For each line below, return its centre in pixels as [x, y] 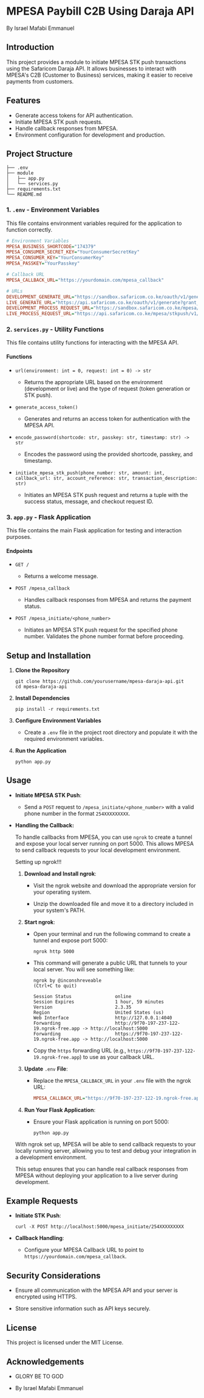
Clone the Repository [42, 670]
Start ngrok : [40, 922]
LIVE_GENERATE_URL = [31, 302]
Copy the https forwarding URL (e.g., [80, 1050]
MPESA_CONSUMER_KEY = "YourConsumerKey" [55, 258]
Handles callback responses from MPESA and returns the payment [107, 600]
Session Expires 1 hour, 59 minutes [99, 1002]
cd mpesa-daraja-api [41, 687]
